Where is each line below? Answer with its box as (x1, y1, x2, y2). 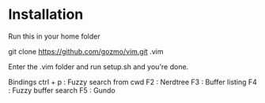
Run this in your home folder (8, 31, 100, 41)
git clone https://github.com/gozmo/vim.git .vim (8, 46, 164, 56)
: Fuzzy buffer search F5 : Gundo (8, 85, 116, 95)
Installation (8, 6, 84, 24)
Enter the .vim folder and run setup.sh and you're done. (8, 61, 189, 72)
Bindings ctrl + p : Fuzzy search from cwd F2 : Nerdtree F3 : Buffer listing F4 (8, 77, 257, 86)
